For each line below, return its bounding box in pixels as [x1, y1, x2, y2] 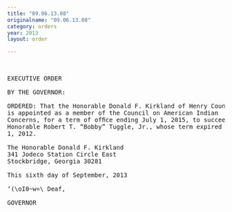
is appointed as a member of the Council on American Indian [7, 109, 219, 117]
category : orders [7, 23, 57, 30]
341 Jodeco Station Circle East [7, 151, 117, 159]
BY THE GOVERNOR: [7, 88, 66, 97]
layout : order [7, 36, 48, 43]
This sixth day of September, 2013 [7, 171, 128, 180]
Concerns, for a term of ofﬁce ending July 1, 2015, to [7, 116, 200, 124]
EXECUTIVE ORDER [7, 75, 62, 83]
